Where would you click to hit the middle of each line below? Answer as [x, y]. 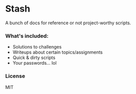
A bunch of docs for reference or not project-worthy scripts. [68, 23]
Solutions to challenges [37, 47]
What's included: [27, 36]
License [15, 76]
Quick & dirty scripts [34, 58]
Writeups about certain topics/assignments [58, 52]
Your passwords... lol [35, 63]
